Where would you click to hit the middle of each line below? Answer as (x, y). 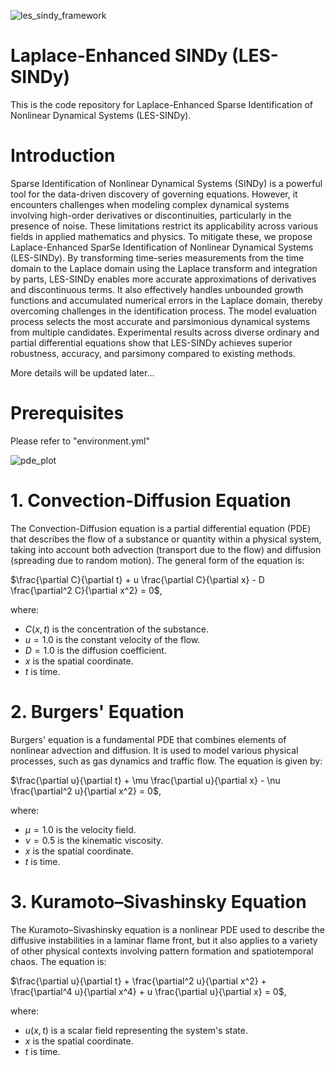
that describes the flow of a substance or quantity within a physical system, (166, 539)
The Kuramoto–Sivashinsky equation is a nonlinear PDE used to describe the (167, 929)
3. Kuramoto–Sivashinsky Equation (158, 901)
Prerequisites (67, 413)
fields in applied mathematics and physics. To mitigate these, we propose (161, 236)
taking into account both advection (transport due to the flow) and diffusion (166, 549)
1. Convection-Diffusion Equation (151, 501)
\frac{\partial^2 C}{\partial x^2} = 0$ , (86, 590)
